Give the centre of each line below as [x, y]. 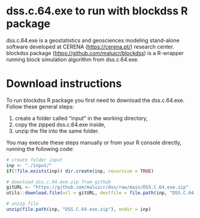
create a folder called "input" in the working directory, [81, 118]
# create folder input [34, 160]
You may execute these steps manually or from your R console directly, [94, 143]
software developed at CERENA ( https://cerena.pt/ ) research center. [90, 47]
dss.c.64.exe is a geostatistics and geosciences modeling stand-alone [93, 40]
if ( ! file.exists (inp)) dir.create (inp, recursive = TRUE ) [80, 171]
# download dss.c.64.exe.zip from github [59, 182]
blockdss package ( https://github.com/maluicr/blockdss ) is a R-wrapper [95, 53]
